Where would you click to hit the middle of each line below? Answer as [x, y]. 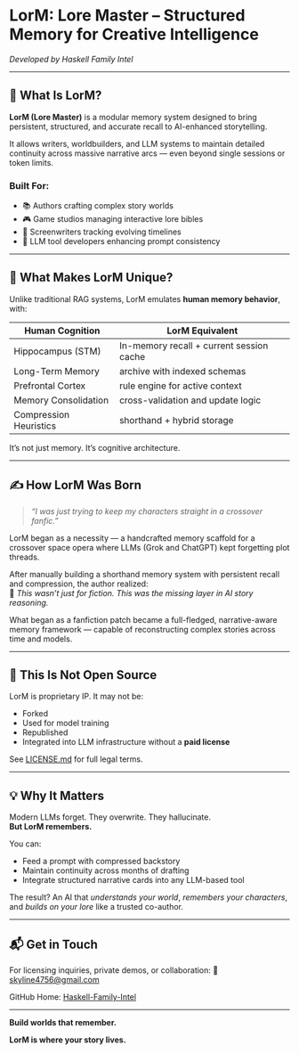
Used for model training [65, 723]
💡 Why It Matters [57, 795]
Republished [45, 732]
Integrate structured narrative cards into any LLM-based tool [133, 880]
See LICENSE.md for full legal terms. [76, 759]
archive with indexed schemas [182, 371]
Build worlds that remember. [63, 1023]
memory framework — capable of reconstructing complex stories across [142, 629]
